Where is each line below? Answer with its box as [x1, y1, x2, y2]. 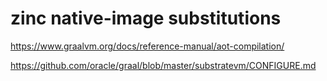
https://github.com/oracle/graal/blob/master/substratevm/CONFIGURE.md [10, 59, 317, 71]
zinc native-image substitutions [10, 7, 282, 30]
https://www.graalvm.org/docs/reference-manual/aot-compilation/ [10, 40, 285, 52]
